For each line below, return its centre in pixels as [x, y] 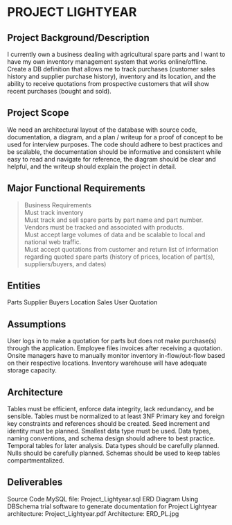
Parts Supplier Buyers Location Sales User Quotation [82, 302]
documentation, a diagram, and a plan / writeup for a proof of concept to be [115, 137]
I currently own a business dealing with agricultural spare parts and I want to [116, 54]
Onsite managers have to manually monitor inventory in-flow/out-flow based [116, 356]
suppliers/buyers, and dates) [65, 264]
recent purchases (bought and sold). [60, 91]
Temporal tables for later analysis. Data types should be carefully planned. [113, 446]
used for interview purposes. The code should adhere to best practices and [115, 144]
